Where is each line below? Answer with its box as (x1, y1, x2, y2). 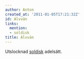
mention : (9, 26, 28, 31)
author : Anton (5, 7, 34, 12)
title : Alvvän (5, 35, 34, 40)
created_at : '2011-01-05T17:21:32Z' (5, 12, 80, 17)
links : (5, 21, 19, 26)
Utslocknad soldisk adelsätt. (5, 48, 62, 55)
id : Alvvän (5, 16, 28, 21)
